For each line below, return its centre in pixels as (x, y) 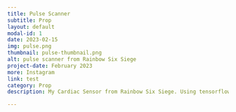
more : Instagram (31, 72)
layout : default (31, 27)
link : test (23, 79)
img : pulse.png (29, 46)
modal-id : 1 (25, 33)
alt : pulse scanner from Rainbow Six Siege (72, 59)
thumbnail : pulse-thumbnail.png (54, 53)
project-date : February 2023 (50, 66)
